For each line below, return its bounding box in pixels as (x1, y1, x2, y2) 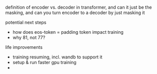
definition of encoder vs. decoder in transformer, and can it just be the (5, 5, 152, 10)
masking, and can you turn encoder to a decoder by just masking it (5, 10, 145, 16)
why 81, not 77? (12, 35, 46, 40)
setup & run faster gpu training (12, 59, 77, 65)
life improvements (5, 44, 43, 50)
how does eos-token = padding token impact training (12, 29, 124, 35)
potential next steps (5, 20, 47, 25)
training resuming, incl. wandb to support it (12, 54, 103, 60)
